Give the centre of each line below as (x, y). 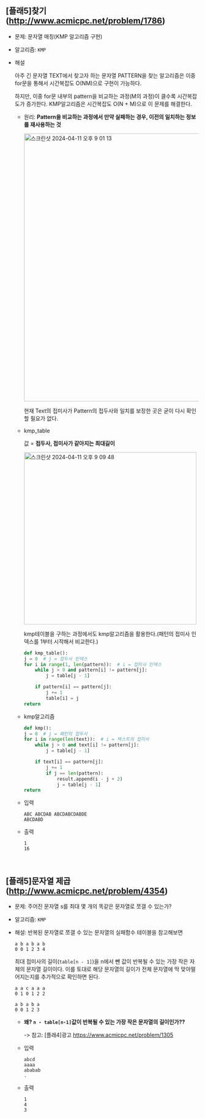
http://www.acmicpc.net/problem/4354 (87, 891)
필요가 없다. (44, 418)
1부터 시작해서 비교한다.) (69, 641)
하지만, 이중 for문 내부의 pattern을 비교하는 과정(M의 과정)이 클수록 (95, 96)
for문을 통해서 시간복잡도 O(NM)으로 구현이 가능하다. (78, 83)
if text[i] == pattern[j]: (69, 762)
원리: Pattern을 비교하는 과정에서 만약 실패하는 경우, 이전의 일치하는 (104, 117)
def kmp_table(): (46, 653)
